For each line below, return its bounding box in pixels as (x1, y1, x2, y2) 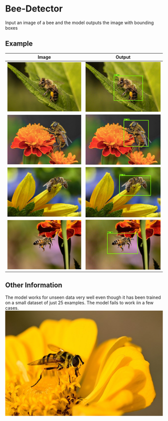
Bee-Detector (5, 3, 63, 15)
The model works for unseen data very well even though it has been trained (5, 294, 161, 300)
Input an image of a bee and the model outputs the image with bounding (5, 20, 154, 26)
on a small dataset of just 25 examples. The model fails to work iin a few (5, 299, 154, 306)
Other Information (5, 281, 62, 290)
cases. (5, 305, 19, 311)
